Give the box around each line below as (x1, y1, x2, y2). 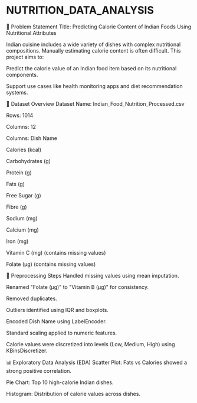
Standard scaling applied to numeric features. (6, 329, 117, 336)
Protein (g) (6, 169, 32, 176)
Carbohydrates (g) (6, 157, 51, 164)
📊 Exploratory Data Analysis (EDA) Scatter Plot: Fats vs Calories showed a (6, 359, 188, 366)
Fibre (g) (6, 203, 28, 210)
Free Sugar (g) (6, 191, 41, 199)
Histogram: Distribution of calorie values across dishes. (6, 390, 140, 397)
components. (6, 71, 38, 78)
